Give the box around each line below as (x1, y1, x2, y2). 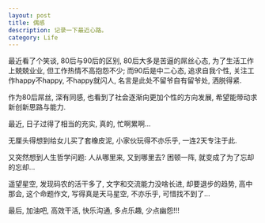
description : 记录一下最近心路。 (8, 26, 108, 34)
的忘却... (8, 162, 36, 172)
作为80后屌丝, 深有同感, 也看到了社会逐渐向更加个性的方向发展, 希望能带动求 (8, 92, 258, 102)
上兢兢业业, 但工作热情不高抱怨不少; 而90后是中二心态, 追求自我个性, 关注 (8, 66, 248, 76)
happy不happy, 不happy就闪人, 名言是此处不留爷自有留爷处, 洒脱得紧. (14, 76, 242, 85)
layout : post (8, 11, 51, 20)
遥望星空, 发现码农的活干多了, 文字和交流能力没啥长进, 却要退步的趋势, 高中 (8, 179, 253, 189)
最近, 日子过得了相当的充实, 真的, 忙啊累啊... (8, 119, 152, 128)
